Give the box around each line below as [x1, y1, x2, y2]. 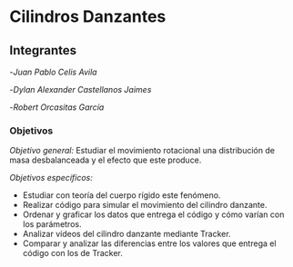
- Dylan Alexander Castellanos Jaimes [9, 84, 152, 94]
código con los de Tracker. [22, 248, 123, 259]
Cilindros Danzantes [9, 6, 167, 27]
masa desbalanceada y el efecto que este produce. [9, 154, 202, 165]
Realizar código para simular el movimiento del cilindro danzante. [22, 200, 268, 211]
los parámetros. [22, 219, 82, 230]
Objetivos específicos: [9, 173, 93, 183]
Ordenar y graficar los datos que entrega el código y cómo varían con [22, 209, 285, 220]
